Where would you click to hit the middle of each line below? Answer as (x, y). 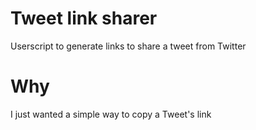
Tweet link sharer (84, 18)
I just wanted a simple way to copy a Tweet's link (111, 114)
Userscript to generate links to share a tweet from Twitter (128, 46)
